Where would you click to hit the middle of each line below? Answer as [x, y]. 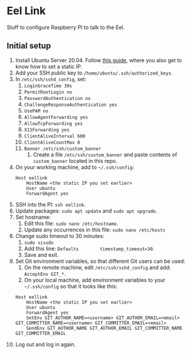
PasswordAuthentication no [57, 98]
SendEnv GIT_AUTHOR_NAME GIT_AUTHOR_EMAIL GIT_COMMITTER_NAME [104, 328]
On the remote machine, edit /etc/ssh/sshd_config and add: [97, 267]
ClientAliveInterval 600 [55, 136]
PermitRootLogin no [48, 92]
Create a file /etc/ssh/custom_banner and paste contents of [105, 155]
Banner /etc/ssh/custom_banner [63, 149]
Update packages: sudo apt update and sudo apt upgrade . [86, 211]
